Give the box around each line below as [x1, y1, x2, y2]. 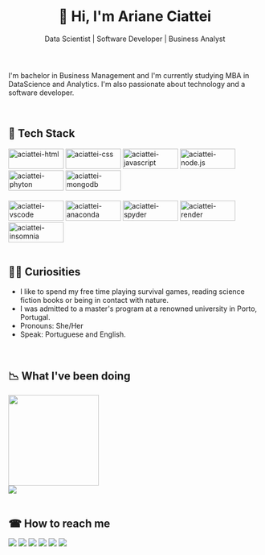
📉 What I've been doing [8, 369, 131, 383]
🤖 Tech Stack [8, 126, 75, 140]
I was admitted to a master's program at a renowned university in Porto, [19, 304, 258, 313]
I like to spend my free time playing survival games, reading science [19, 286, 245, 296]
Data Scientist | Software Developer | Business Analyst [44, 34, 226, 43]
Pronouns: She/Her [19, 321, 84, 330]
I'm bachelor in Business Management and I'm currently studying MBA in [8, 70, 250, 80]
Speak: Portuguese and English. [19, 329, 126, 339]
